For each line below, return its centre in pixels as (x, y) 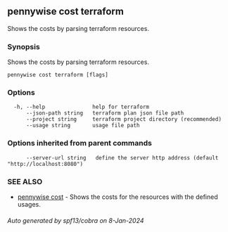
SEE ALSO (25, 181)
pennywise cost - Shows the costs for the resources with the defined (118, 197)
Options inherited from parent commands (80, 143)
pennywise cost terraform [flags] (58, 75)
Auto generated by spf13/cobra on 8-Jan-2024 (76, 220)
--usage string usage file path (83, 126)
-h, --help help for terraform (82, 107)
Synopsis (24, 46)
